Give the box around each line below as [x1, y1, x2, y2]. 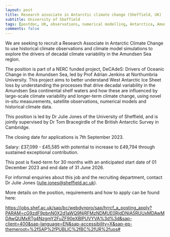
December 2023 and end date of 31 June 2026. [5, 165, 105, 171]
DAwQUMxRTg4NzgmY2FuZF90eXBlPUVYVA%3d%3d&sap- [5, 216, 133, 222]
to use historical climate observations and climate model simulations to [5, 46, 153, 52]
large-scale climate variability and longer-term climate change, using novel [5, 93, 161, 99]
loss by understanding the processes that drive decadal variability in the [5, 82, 156, 89]
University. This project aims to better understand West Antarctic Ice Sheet [5, 77, 161, 83]
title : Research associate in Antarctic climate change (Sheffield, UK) [5, 12, 162, 17]
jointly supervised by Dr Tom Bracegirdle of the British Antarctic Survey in [5, 119, 159, 125]
